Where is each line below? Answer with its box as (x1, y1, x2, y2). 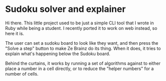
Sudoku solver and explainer (5, 3, 126, 15)
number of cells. (5, 71, 39, 77)
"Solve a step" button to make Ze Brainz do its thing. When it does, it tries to (5, 45, 161, 51)
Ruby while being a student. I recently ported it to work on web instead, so (5, 25, 158, 31)
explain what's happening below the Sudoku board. (5, 51, 110, 57)
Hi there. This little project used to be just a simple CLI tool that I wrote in (5, 20, 154, 26)
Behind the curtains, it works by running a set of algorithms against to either (5, 60, 161, 66)
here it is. (5, 30, 24, 36)
